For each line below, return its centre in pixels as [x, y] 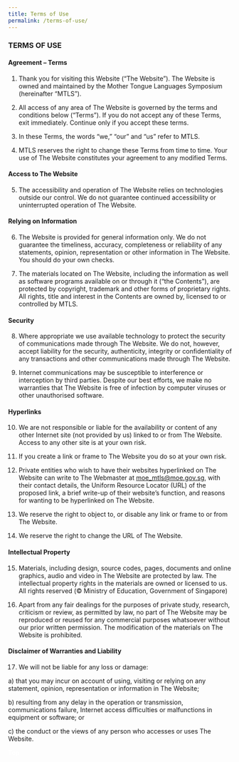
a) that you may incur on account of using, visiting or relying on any [107, 681]
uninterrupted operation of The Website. [78, 205]
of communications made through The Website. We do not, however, [119, 344]
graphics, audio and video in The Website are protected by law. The [117, 575]
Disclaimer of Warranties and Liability [65, 651]
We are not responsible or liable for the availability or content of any [118, 428]
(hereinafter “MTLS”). [50, 93]
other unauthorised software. [61, 396]
